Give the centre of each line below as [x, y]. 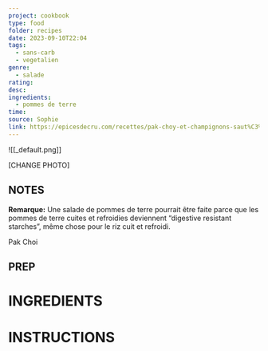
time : [17, 112]
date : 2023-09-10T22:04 [48, 38]
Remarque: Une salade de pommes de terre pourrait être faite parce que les [134, 209]
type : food [26, 23]
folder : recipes [35, 30]
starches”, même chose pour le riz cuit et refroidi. [89, 226]
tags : [17, 45]
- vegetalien [37, 61]
